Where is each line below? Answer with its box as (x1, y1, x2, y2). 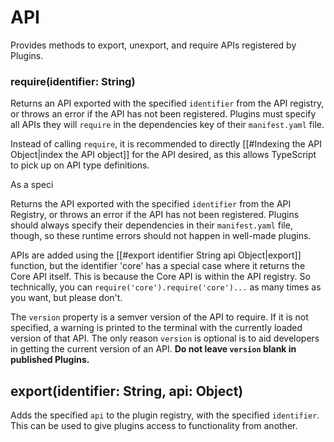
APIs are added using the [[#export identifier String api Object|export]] (10, 249, 302, 261)
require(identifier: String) (10, 74, 136, 88)
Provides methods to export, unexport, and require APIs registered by (10, 39, 297, 51)
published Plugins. (10, 354, 90, 366)
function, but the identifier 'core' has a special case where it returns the (10, 260, 306, 272)
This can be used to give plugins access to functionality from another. (10, 420, 298, 432)
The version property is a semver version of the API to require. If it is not (10, 311, 309, 323)
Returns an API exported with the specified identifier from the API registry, (10, 97, 325, 110)
